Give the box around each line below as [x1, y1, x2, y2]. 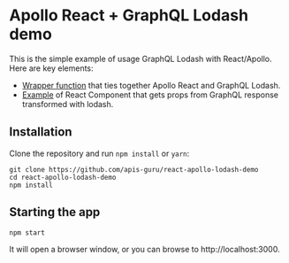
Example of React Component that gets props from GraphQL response [21, 89, 278, 100]
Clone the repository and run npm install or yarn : [9, 148, 190, 159]
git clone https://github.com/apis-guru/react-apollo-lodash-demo [9, 165, 259, 174]
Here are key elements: [9, 63, 95, 73]
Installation [9, 125, 72, 140]
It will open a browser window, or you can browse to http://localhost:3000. [9, 244, 280, 254]
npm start [9, 228, 46, 237]
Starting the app [9, 205, 101, 220]
